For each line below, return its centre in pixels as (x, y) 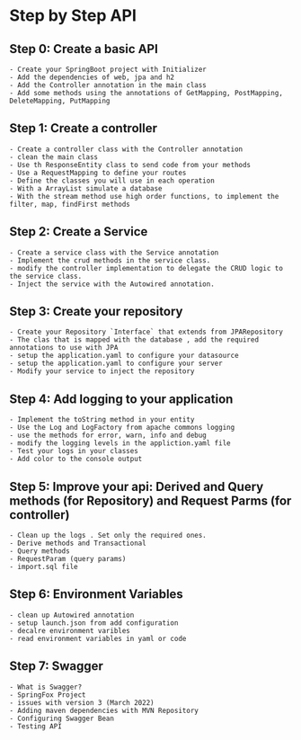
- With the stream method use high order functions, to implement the (144, 196)
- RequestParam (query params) (68, 559)
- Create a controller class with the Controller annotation (126, 149)
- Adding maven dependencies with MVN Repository (104, 710)
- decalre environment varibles (70, 630)
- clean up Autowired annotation (72, 615)
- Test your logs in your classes (74, 451)
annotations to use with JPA (64, 348)
